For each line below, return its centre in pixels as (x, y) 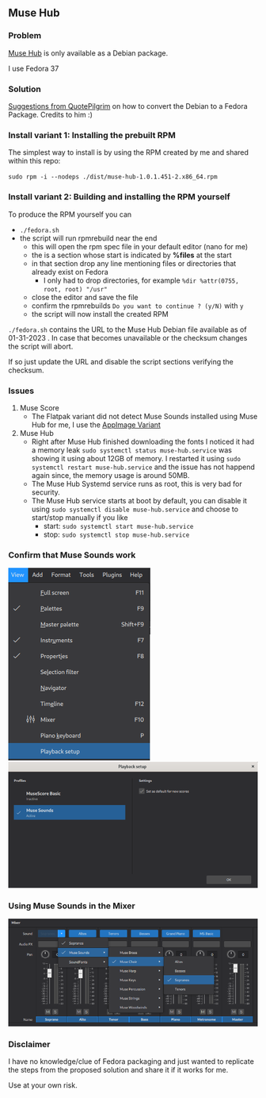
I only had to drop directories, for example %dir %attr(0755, (141, 280)
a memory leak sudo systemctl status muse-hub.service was (131, 450)
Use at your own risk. (43, 1085)
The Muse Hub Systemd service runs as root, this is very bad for (137, 484)
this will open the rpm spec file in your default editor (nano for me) (140, 246)
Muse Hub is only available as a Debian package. (88, 53)
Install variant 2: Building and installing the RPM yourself (120, 197)
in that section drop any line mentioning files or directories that (134, 263)
